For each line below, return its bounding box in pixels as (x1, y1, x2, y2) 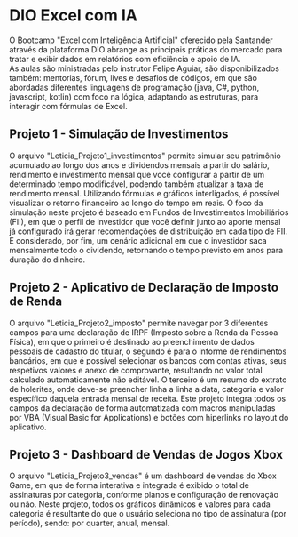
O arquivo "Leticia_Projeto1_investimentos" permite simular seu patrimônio (9, 150, 281, 161)
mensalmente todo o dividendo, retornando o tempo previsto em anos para (9, 244, 284, 255)
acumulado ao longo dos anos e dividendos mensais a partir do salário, (9, 159, 271, 170)
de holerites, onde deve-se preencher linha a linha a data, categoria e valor (9, 383, 284, 394)
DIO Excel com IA (9, 5, 137, 26)
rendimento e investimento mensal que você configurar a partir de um (9, 169, 265, 180)
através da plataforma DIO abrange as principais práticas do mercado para (9, 44, 283, 54)
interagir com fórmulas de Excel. (9, 100, 128, 111)
